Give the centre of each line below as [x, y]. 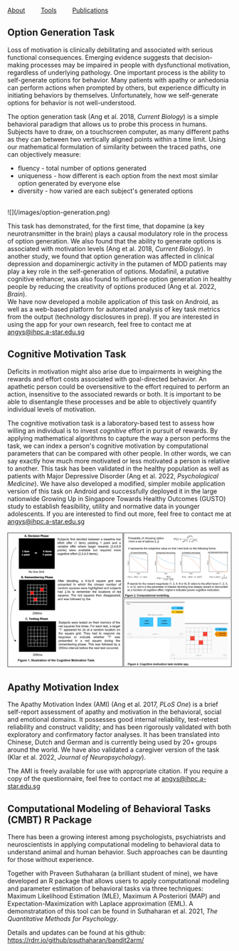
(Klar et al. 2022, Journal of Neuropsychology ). [77, 757]
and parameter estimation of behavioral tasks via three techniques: [106, 888]
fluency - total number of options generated [82, 168]
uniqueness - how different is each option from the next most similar [118, 175]
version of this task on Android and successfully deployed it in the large [112, 491]
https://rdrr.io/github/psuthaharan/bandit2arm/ [76, 940]
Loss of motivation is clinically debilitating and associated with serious [110, 50]
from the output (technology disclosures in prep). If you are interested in [113, 317]
